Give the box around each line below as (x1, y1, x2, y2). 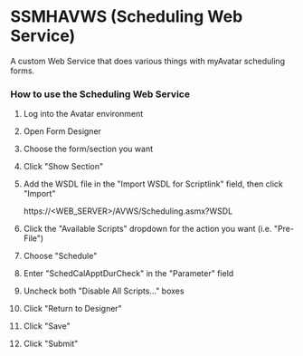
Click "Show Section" (23, 161, 104, 172)
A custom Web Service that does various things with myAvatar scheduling (10, 55, 286, 66)
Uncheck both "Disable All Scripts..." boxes (23, 285, 185, 296)
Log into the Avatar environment (23, 109, 144, 120)
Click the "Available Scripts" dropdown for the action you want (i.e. (23, 224, 272, 235)
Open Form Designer (23, 126, 102, 137)
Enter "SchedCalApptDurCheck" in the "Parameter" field (23, 268, 234, 279)
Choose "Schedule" (23, 251, 98, 262)
